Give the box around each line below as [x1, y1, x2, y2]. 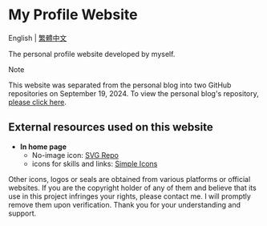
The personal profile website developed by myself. [8, 49, 176, 59]
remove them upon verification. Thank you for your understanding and [8, 200, 241, 209]
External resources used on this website [8, 120, 214, 134]
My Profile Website [8, 6, 138, 24]
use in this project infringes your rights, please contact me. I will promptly [8, 191, 251, 201]
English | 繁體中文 [8, 33, 67, 42]
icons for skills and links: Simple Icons [31, 159, 158, 168]
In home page [19, 142, 67, 151]
